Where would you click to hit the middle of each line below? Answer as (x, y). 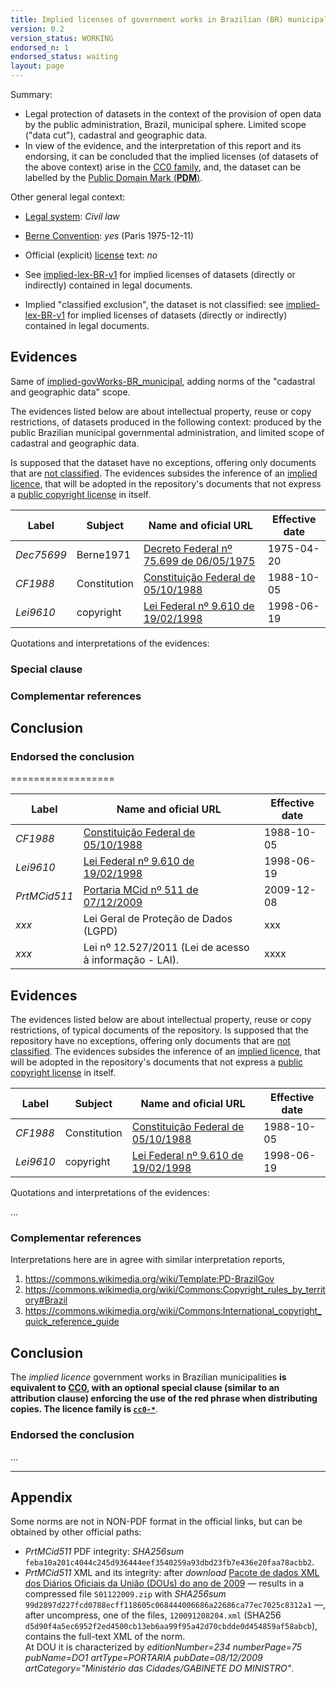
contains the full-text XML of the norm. (105, 1637)
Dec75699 (41, 554)
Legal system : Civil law (72, 216)
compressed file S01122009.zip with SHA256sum (125, 1594)
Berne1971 (104, 554)
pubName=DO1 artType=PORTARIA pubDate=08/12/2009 (143, 1658)
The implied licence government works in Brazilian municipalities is (148, 1377)
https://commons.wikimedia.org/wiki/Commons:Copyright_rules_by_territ (175, 1290)
